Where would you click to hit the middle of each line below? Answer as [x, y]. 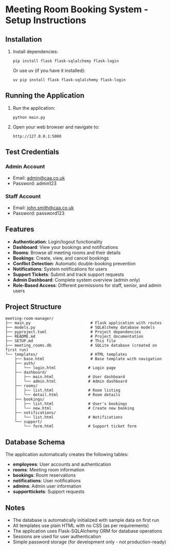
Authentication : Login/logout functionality [58, 242]
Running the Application [45, 96]
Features [20, 229]
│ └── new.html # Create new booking [74, 408]
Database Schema [35, 442]
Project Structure [33, 307]
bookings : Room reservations [44, 475]
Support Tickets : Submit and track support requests [68, 274]
